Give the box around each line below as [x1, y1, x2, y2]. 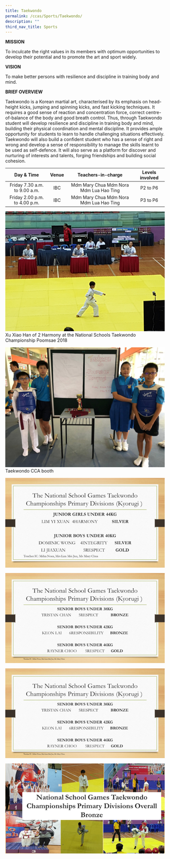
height [5, 104, 19, 110]
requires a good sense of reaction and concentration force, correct [5, 110, 145, 116]
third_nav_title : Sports [5, 24, 58, 29]
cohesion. [5, 158, 26, 164]
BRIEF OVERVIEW [5, 89, 43, 95]
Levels [142, 169, 157, 175]
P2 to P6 [140, 185, 158, 191]
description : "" [5, 19, 39, 24]
